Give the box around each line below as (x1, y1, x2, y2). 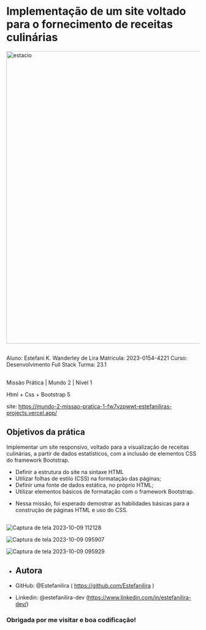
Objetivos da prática (6, 427, 86, 437)
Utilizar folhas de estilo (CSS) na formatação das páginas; (15, 475, 161, 482)
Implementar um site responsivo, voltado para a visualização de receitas (6, 443, 189, 451)
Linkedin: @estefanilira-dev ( (15, 594, 89, 601)
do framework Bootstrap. (6, 456, 70, 464)
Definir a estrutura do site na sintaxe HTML (15, 468, 124, 475)
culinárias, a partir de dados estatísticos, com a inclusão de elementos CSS (6, 449, 197, 457)
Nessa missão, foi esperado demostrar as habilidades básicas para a (15, 499, 190, 507)
